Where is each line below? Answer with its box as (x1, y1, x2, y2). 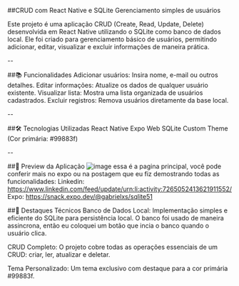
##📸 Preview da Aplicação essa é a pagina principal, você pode (7, 162, 222, 170)
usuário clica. (7, 229, 47, 238)
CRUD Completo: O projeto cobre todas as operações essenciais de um (7, 242, 218, 251)
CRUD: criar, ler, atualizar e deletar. (7, 250, 111, 259)
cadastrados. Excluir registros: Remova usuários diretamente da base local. (7, 96, 229, 104)
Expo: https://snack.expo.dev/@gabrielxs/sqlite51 (7, 193, 153, 200)
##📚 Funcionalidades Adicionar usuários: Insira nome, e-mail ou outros (7, 71, 219, 79)
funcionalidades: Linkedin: (7, 178, 85, 185)
